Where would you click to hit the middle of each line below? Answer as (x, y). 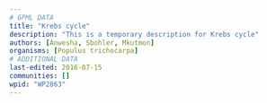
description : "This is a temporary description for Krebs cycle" (134, 34)
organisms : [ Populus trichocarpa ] (74, 51)
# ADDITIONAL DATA (44, 59)
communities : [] (40, 76)
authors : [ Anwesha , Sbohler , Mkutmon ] (82, 43)
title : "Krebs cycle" (50, 26)
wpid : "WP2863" (38, 84)
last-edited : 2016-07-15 (56, 68)
